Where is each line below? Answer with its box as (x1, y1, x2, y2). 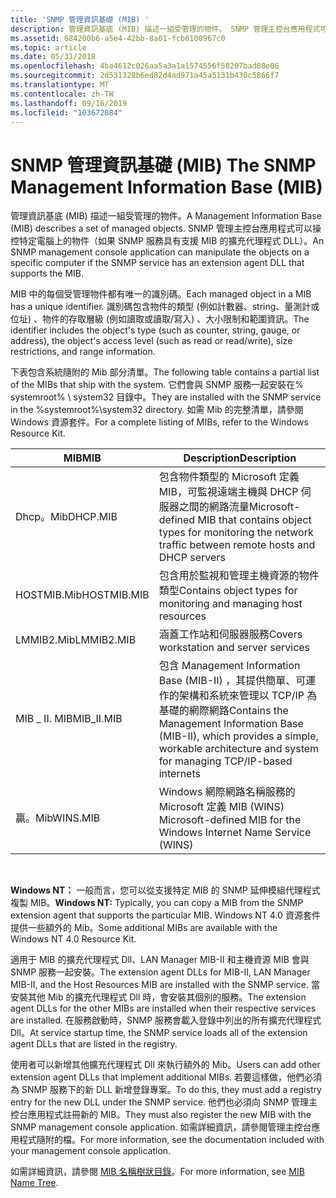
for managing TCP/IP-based (158, 754, 293, 768)
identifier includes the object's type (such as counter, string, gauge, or (10, 324, 301, 336)
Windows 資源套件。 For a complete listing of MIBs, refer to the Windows (10, 416, 309, 428)
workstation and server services (158, 641, 311, 655)
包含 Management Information (158, 659, 301, 673)
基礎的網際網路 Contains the (158, 704, 289, 718)
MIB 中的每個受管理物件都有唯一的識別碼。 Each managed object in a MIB (10, 288, 312, 300)
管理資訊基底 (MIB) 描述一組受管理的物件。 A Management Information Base (10, 210, 322, 222)
